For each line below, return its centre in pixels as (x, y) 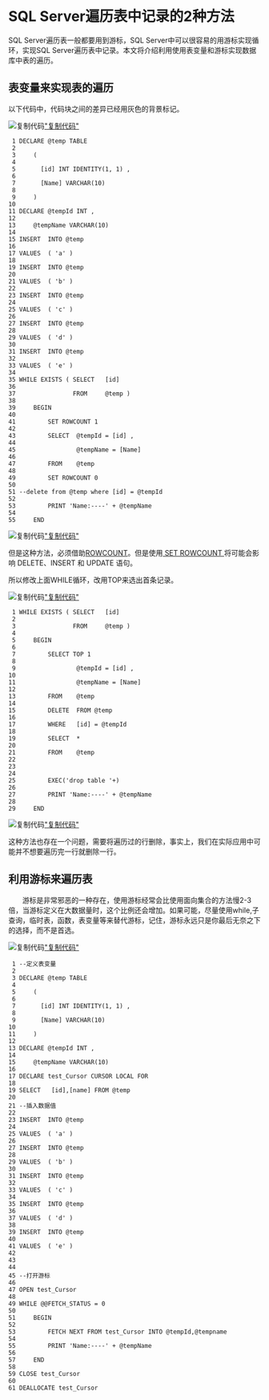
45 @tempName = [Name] (75, 450)
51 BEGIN (30, 1317)
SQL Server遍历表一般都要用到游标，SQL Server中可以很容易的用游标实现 (130, 40)
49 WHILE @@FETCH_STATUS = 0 (57, 1304)
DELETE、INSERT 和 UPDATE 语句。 (77, 563)
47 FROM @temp (51, 463)
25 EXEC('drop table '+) (64, 780)
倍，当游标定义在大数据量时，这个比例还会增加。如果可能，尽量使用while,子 (134, 910)
